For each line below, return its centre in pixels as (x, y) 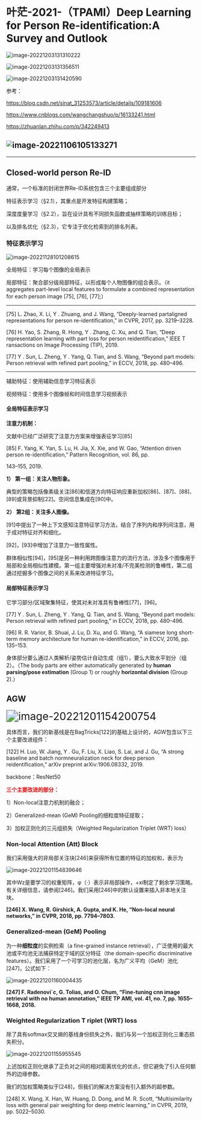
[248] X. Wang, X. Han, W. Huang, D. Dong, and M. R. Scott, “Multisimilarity (99, 1099)
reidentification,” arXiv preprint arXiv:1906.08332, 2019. (75, 765)
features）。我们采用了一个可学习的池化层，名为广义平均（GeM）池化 (92, 961)
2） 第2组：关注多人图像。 (39, 512)
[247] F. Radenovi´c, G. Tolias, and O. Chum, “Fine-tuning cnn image (93, 992)
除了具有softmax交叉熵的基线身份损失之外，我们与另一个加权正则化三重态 (98, 1034)
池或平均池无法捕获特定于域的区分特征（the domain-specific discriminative (99, 953)
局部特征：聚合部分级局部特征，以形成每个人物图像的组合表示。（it (88, 282)
